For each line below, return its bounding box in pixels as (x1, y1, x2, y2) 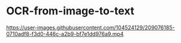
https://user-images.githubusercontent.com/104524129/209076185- (6, 24, 175, 31)
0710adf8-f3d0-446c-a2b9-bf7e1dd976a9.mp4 (6, 30, 124, 37)
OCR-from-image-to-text (6, 4, 135, 18)
